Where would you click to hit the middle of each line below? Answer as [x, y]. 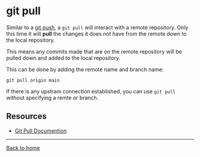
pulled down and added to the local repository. [63, 58]
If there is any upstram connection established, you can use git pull [91, 91]
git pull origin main [33, 80]
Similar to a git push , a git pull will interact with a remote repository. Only [97, 27]
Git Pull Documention [41, 131]
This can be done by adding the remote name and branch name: [85, 69]
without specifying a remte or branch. [52, 98]
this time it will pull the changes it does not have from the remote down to [96, 33]
